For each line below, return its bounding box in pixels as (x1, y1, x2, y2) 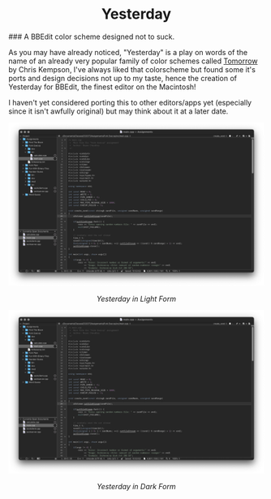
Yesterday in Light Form (96, 294, 177, 303)
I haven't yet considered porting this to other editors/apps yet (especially (8, 97, 252, 107)
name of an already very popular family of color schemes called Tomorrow (8, 56, 258, 66)
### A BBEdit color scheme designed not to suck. (8, 32, 175, 41)
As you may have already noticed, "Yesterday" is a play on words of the (8, 47, 248, 57)
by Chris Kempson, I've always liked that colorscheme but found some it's (8, 64, 256, 74)
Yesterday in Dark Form (97, 481, 176, 491)
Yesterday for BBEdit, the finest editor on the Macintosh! (8, 82, 196, 92)
